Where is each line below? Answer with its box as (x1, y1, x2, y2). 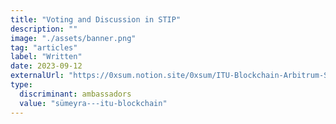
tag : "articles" (10, 42, 78, 53)
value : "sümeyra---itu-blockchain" (19, 98, 168, 108)
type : (10, 80, 33, 90)
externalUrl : (10, 71, 65, 81)
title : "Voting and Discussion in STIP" (10, 14, 182, 25)
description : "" (10, 24, 78, 34)
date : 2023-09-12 (10, 61, 83, 71)
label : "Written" (10, 52, 83, 62)
